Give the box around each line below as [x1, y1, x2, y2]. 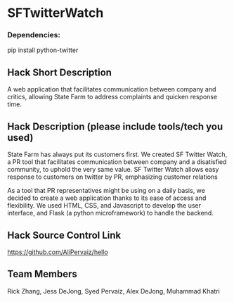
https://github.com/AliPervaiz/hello [7, 248, 109, 256]
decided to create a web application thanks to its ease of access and [7, 194, 207, 202]
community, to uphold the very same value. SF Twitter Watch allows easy [7, 165, 219, 174]
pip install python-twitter [7, 46, 79, 54]
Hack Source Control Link [7, 229, 122, 241]
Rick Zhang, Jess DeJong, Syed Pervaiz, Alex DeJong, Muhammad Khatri [7, 287, 220, 295]
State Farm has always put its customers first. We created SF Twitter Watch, [7, 150, 228, 159]
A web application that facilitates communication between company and [7, 85, 216, 94]
